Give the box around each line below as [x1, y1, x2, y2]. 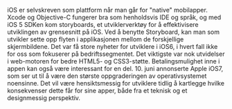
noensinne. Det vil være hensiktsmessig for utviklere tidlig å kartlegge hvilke [7, 79, 225, 87]
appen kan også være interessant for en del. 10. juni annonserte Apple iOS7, [7, 65, 224, 72]
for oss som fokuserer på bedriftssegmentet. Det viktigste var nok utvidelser [7, 50, 225, 58]
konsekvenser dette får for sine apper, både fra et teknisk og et [7, 86, 188, 95]
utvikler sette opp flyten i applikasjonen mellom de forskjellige [7, 35, 184, 43]
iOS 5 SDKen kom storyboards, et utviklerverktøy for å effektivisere [7, 21, 199, 28]
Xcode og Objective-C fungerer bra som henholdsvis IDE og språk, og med [7, 13, 222, 21]
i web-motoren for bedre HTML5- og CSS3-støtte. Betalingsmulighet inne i [7, 57, 220, 65]
